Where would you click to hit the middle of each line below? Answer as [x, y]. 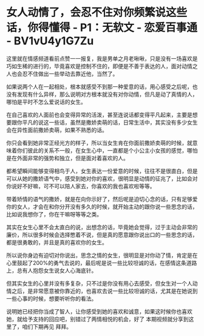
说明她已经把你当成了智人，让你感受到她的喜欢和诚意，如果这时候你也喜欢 [99, 311]
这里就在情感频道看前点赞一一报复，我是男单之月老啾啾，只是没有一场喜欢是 [102, 58]
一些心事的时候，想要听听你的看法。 [52, 298]
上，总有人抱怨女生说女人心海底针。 [52, 270]
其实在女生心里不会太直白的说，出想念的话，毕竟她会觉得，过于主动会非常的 [102, 227]
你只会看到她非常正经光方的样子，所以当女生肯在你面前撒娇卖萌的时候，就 [99, 143]
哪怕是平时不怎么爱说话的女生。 [46, 101]
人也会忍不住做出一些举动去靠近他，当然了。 [62, 74]
